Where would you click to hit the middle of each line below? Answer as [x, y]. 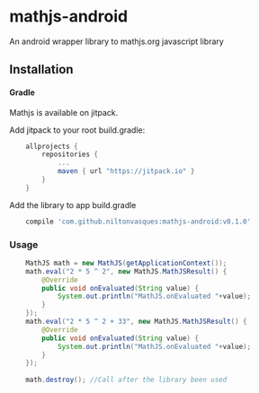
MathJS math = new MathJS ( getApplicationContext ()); [126, 263]
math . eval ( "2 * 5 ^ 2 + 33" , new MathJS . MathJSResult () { [136, 322]
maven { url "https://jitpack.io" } [126, 171]
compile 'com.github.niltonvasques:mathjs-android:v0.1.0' [138, 222]
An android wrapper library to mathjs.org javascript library [117, 41]
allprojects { [52, 146]
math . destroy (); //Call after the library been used [126, 380]
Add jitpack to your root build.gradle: [77, 130]
